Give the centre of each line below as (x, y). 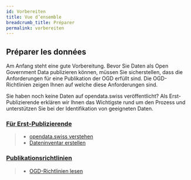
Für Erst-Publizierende (39, 124)
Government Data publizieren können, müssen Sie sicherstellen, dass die (95, 72)
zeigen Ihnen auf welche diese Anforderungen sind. (95, 85)
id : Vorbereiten (26, 11)
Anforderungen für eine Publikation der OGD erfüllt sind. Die (79, 79)
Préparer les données (46, 51)
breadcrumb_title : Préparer (41, 22)
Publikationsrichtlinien (39, 158)
